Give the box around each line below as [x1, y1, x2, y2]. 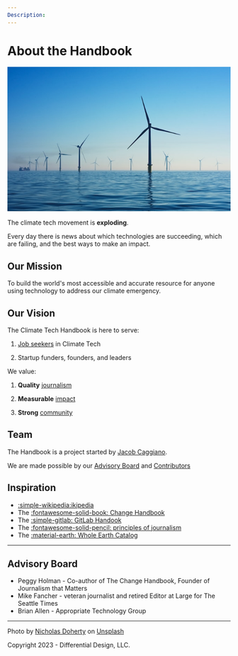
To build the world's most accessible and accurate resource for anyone [7, 279, 215, 288]
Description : [7, 11, 46, 18]
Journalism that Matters [17, 584, 88, 593]
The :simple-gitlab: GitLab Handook [17, 516, 122, 524]
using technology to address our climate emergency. [7, 287, 161, 295]
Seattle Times [17, 599, 58, 608]
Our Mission [7, 260, 62, 272]
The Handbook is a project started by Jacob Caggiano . [7, 447, 168, 456]
